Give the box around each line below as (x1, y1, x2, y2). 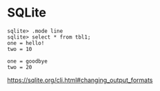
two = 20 (7, 63, 32, 70)
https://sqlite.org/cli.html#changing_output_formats (7, 76, 153, 84)
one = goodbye (7, 57, 48, 65)
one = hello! (7, 39, 45, 46)
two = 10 (7, 45, 32, 52)
